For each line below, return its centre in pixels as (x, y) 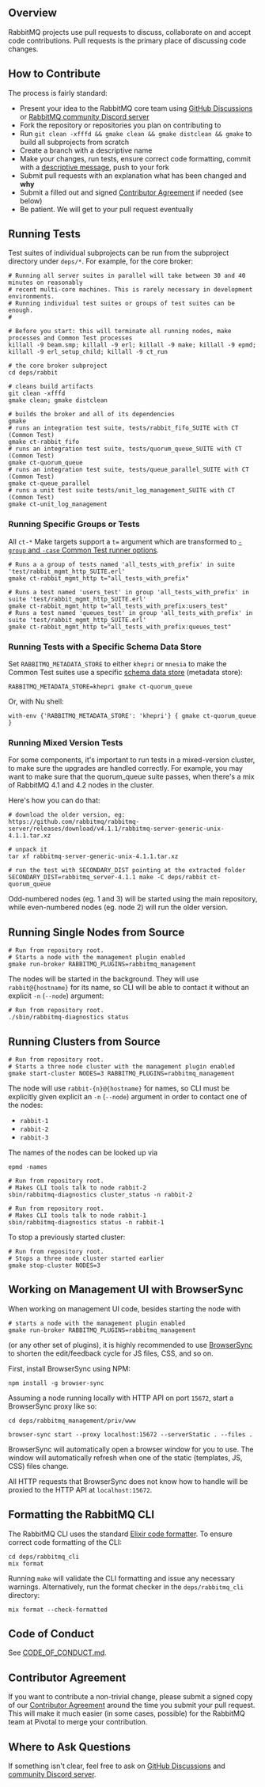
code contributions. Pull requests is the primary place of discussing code (127, 40)
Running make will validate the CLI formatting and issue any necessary (122, 1578)
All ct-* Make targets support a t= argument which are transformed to (123, 541)
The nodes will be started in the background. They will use (104, 979)
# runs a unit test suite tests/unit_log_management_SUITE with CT (122, 491)
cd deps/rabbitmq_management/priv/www (72, 1421)
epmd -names (28, 1167)
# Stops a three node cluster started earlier (86, 1258)
